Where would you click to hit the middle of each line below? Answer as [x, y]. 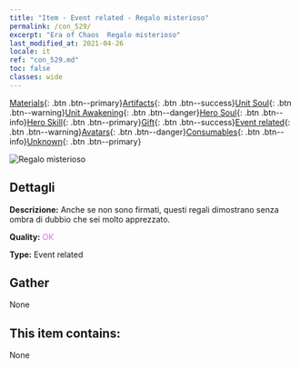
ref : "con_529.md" [44, 60]
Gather [30, 283]
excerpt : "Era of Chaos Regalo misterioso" [95, 35]
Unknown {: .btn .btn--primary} [84, 141]
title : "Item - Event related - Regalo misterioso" [109, 18]
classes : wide [36, 77]
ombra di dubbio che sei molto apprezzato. [90, 219]
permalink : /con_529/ [50, 26]
